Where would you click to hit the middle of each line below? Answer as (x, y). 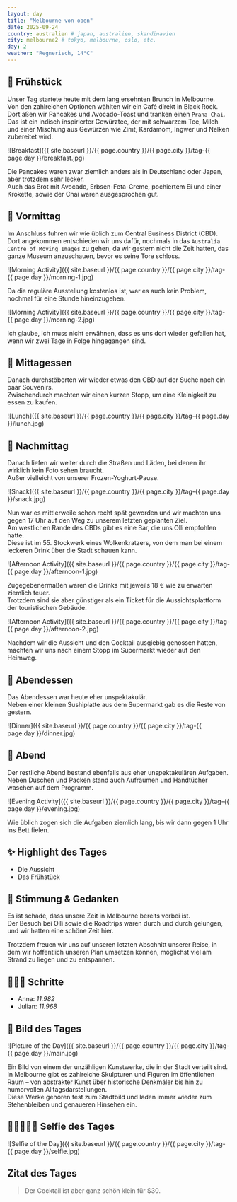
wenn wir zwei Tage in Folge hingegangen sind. (77, 341)
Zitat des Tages (42, 1173)
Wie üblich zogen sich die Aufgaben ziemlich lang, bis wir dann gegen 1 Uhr (118, 822)
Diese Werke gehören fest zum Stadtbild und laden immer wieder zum (110, 1097)
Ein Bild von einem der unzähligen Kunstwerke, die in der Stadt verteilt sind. (118, 1067)
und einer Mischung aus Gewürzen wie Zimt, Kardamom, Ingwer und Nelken (118, 129)
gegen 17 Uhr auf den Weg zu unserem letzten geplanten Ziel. (97, 520)
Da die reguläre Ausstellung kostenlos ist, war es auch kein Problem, (107, 291)
